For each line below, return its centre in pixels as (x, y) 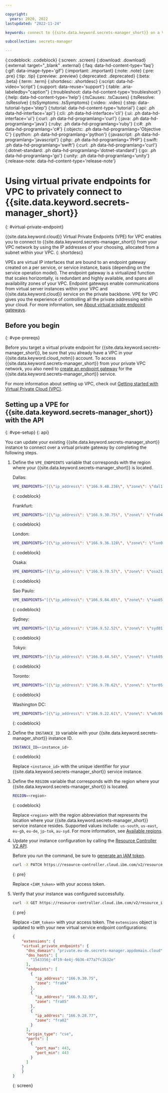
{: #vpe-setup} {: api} (27, 432)
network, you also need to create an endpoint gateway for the (69, 368)
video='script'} (20, 87)
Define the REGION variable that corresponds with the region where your (86, 781)
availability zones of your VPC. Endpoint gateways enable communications (82, 283)
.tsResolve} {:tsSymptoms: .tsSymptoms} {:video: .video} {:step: (71, 102)
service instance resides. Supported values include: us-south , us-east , (85, 826)
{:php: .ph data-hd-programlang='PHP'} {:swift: (109, 140)
